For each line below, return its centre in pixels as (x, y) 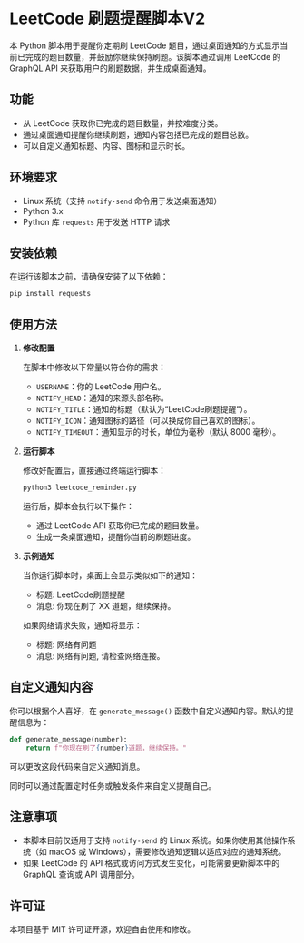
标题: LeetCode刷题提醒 (80, 594)
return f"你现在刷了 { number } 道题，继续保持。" (107, 748)
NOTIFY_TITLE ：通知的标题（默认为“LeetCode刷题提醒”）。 (144, 409)
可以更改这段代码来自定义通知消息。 (77, 766)
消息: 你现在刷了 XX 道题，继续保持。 (106, 605)
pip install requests (50, 294)
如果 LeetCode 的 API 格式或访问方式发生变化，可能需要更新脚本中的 (151, 863)
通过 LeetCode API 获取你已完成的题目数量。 (120, 525)
